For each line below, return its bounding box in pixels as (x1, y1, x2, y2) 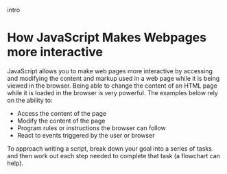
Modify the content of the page (16, 116, 106, 125)
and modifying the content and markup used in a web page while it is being (7, 74, 220, 82)
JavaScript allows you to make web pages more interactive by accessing (7, 66, 213, 75)
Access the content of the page (16, 109, 107, 117)
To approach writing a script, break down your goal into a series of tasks (7, 144, 213, 153)
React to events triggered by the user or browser (16, 131, 155, 139)
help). (7, 159, 24, 167)
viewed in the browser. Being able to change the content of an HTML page (7, 82, 217, 90)
